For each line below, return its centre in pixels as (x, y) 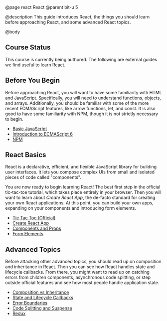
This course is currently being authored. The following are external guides (81, 59)
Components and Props (37, 228)
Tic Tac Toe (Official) (34, 218)
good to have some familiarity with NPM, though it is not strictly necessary (82, 114)
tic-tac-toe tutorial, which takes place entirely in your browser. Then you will (83, 192)
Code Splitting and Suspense (42, 308)
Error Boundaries (30, 303)
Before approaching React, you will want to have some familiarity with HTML (83, 92)
